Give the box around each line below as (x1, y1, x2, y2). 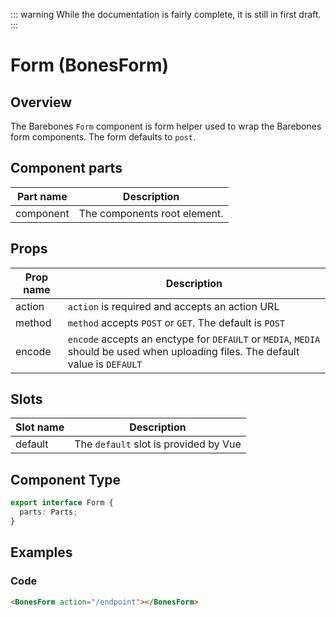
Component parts (10, 160, 123, 177)
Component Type (10, 471, 122, 488)
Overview (10, 94, 73, 111)
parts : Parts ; (19, 507, 78, 518)
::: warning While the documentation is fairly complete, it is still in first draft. (10, 9, 322, 20)
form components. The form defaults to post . (10, 131, 196, 143)
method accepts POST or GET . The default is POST (67, 315, 286, 329)
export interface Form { (10, 498, 114, 508)
